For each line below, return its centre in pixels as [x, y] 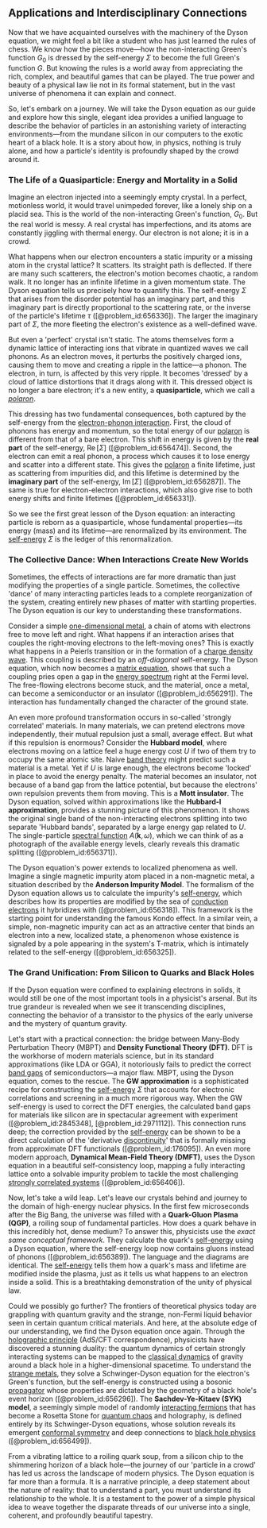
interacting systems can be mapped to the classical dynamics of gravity [126, 1356]
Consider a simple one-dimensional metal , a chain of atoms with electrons [130, 626]
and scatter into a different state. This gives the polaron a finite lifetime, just [132, 465]
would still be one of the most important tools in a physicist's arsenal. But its [133, 998]
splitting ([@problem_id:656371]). [63, 852]
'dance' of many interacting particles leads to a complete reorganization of [130, 594]
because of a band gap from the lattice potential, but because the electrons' [133, 785]
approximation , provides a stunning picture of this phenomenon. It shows [129, 810]
